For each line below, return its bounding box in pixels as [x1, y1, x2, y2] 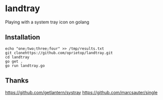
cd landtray [5, 55, 29, 60]
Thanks [5, 77, 29, 85]
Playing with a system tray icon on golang [5, 19, 89, 25]
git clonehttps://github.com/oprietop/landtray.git [5, 50, 113, 55]
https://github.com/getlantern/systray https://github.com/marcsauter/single [5, 89, 158, 95]
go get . [5, 59, 23, 64]
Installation [5, 33, 40, 41]
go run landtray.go [5, 63, 45, 68]
